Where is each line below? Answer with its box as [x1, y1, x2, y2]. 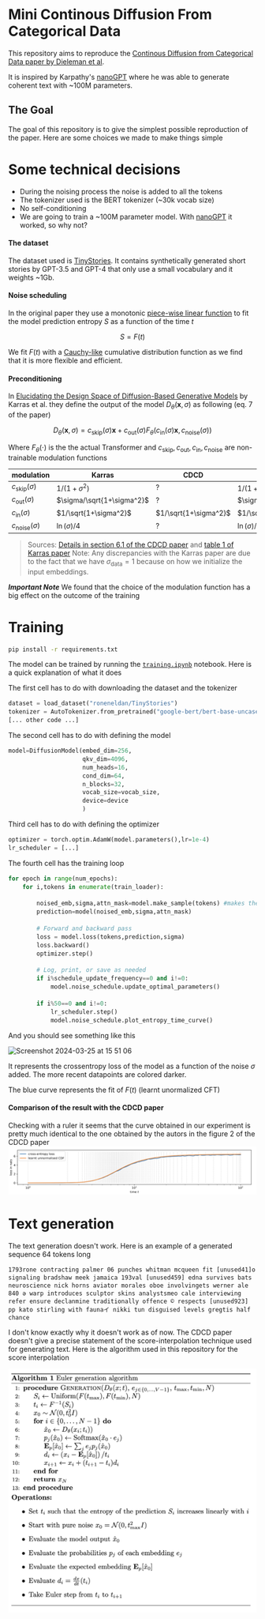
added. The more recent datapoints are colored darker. [8, 1069, 187, 1079]
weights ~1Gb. [8, 273, 55, 282]
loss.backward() [36, 941, 90, 949]
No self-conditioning [19, 203, 87, 213]
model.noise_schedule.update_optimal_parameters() [50, 983, 221, 991]
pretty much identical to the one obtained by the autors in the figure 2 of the [8, 1128, 256, 1139]
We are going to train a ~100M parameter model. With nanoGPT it [19, 212, 233, 221]
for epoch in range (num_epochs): [8, 875, 118, 883]
